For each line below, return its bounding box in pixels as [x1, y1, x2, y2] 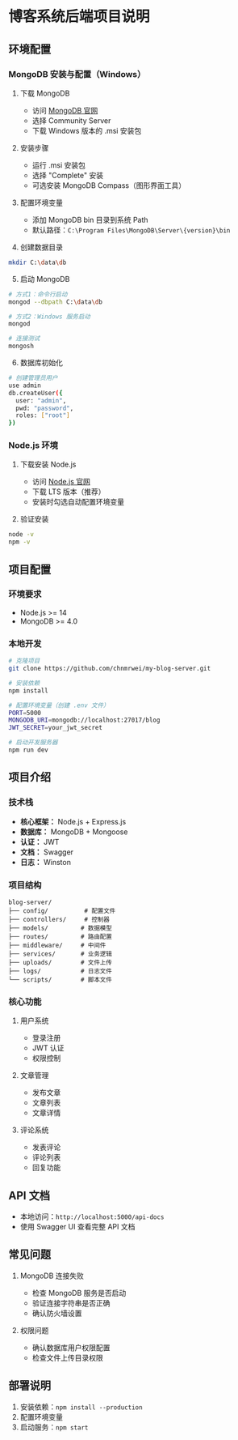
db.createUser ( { [8, 389, 63, 397]
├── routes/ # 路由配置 [8, 932, 113, 940]
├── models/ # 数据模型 [8, 924, 113, 932]
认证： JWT [19, 837, 60, 846]
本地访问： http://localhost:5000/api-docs [19, 1212, 165, 1221]
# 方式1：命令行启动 [8, 290, 68, 298]
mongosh [8, 342, 35, 351]
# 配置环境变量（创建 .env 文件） [8, 701, 110, 709]
